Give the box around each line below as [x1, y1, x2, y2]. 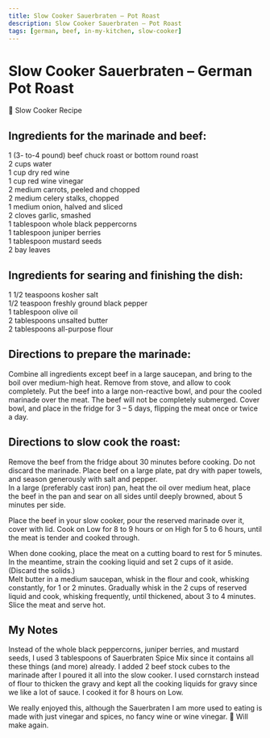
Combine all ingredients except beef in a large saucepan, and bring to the [8, 369, 252, 378]
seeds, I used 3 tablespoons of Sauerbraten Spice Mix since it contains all [8, 653, 254, 663]
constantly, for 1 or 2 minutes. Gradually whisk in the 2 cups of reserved [8, 583, 247, 593]
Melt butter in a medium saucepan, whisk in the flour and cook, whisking [8, 574, 250, 584]
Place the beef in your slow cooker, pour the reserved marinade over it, [8, 515, 245, 525]
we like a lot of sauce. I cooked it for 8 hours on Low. [8, 688, 184, 698]
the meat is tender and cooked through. [8, 533, 140, 542]
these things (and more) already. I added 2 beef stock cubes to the [8, 662, 231, 672]
